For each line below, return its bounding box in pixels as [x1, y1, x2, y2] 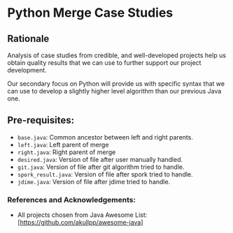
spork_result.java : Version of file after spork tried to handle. [17, 170, 194, 179]
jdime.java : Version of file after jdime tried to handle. [17, 177, 171, 186]
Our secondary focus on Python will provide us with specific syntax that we [7, 80, 225, 88]
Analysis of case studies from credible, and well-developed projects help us [7, 51, 226, 59]
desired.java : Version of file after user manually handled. [17, 155, 183, 163]
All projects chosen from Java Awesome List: [17, 211, 148, 219]
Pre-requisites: [7, 114, 75, 126]
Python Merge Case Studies [7, 5, 174, 21]
